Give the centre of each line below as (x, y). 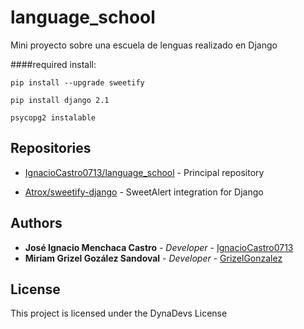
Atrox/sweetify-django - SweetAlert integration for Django (144, 192)
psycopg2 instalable (53, 117)
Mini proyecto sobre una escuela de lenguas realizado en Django (144, 45)
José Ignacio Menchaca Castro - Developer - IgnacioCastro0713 (159, 247)
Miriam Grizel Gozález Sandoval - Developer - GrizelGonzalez (153, 258)
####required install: (53, 64)
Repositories (51, 148)
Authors (36, 223)
